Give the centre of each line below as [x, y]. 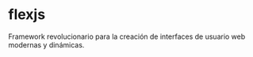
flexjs [27, 15]
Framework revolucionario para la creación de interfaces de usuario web [127, 36]
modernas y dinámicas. [46, 44]
